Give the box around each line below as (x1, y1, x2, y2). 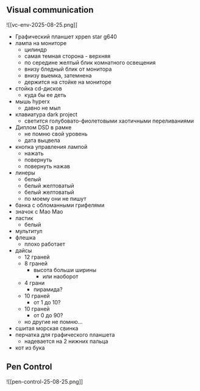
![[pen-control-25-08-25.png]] (6, 378, 84, 385)
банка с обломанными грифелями (15, 201, 105, 209)
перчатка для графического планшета (15, 331, 115, 338)
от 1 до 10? (33, 298, 61, 306)
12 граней (24, 253, 50, 260)
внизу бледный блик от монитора (24, 65, 112, 73)
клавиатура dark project (15, 110, 78, 118)
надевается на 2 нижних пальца (24, 337, 109, 345)
